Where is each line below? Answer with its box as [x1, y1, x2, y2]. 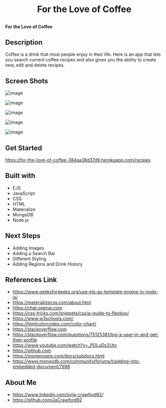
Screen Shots [5, 76, 49, 85]
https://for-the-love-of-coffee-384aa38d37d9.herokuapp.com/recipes [5, 157, 151, 163]
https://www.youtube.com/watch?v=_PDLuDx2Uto [12, 342, 117, 348]
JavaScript [12, 190, 35, 196]
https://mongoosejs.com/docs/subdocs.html [12, 353, 105, 359]
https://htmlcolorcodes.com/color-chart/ [12, 321, 96, 327]
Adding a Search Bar [12, 250, 56, 256]
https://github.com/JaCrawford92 [12, 397, 82, 403]
